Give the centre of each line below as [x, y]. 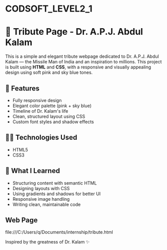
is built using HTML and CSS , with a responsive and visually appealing [78, 67]
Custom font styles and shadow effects [53, 122]
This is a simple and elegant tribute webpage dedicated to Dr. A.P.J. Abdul [82, 56]
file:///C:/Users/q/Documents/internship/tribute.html [59, 232]
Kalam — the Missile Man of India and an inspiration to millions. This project [83, 62]
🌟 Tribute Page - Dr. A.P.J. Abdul [74, 32]
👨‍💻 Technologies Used [41, 138]
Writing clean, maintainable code [47, 204]
